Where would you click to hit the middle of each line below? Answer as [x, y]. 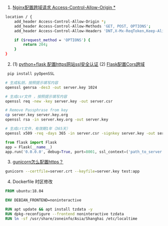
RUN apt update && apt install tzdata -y [49, 209]
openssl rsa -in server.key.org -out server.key [57, 120]
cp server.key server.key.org [37, 115]
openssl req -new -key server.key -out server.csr [59, 101]
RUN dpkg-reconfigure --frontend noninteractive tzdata [64, 214]
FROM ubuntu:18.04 [24, 191]
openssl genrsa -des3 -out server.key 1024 [51, 87]
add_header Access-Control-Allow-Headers [58, 31]
